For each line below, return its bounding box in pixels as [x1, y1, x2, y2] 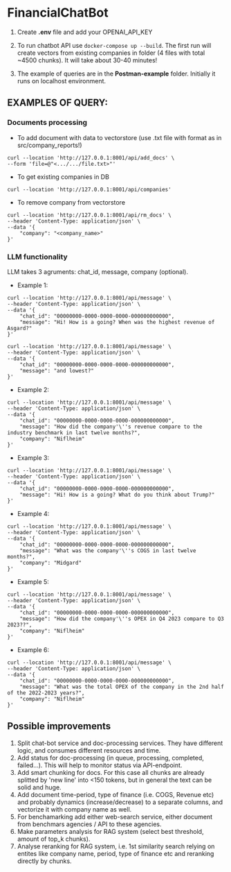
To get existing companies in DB [17, 172, 109, 181]
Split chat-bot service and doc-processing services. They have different [17, 739, 223, 747]
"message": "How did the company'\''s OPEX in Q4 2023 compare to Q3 [19, 615, 225, 622]
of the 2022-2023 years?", [7, 689, 85, 696]
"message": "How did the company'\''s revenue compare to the [19, 423, 203, 430]
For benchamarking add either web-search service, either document [17, 812, 213, 821]
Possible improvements [7, 720, 111, 733]
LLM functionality [7, 252, 68, 262]
